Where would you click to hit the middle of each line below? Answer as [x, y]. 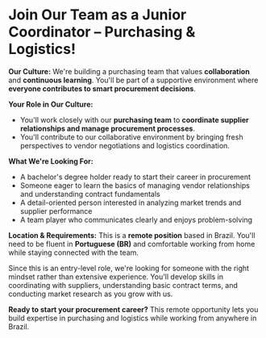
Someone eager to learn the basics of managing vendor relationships [135, 185]
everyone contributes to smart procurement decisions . [102, 88]
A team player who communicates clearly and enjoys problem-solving [136, 219]
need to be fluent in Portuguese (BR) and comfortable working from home [132, 244]
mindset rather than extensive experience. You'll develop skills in [116, 277]
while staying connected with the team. [74, 252]
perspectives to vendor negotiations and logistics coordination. [125, 145]
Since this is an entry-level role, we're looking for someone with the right [129, 268]
